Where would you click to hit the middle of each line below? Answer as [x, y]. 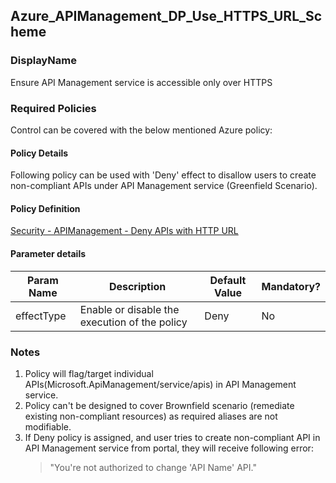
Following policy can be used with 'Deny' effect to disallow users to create [163, 175]
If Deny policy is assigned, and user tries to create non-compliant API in [172, 437]
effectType [41, 316]
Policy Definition [45, 208]
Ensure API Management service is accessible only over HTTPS [141, 82]
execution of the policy [133, 322]
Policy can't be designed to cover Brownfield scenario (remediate [159, 405]
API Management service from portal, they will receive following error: [169, 448]
